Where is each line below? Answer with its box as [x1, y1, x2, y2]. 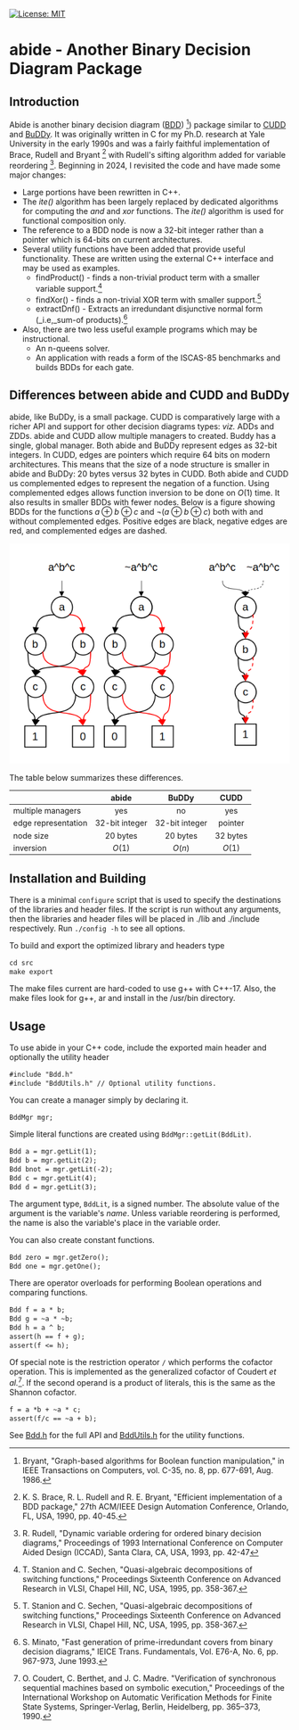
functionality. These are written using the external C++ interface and [21, 252, 274, 263]
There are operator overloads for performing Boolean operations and [9, 1278, 263, 1288]
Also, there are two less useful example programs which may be [21, 324, 258, 335]
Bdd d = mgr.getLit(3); [9, 1183, 98, 1192]
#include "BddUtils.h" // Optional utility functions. [9, 1080, 217, 1088]
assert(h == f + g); [9, 1332, 86, 1342]
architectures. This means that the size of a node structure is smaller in [9, 459, 270, 469]
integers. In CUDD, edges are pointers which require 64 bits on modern [9, 449, 271, 459]
